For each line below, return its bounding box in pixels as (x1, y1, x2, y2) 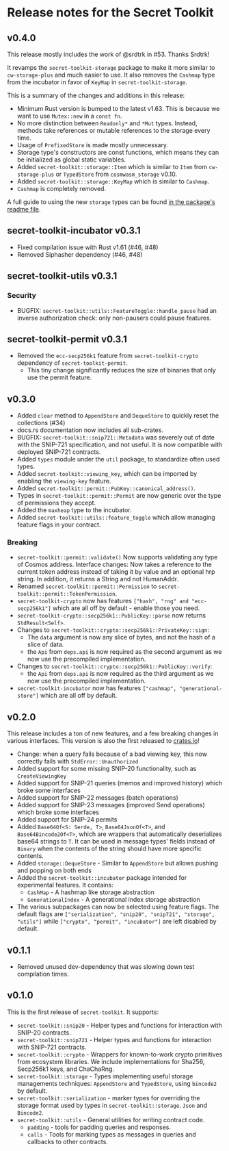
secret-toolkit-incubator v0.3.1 (7, 225, 141, 237)
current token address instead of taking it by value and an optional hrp (16, 568, 215, 576)
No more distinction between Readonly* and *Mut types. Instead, (16, 119, 198, 127)
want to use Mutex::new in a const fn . (16, 112, 122, 120)
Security (7, 291, 36, 301)
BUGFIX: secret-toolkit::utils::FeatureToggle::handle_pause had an (16, 306, 217, 314)
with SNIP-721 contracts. (16, 1043, 87, 1051)
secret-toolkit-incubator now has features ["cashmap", (16, 684, 176, 692)
